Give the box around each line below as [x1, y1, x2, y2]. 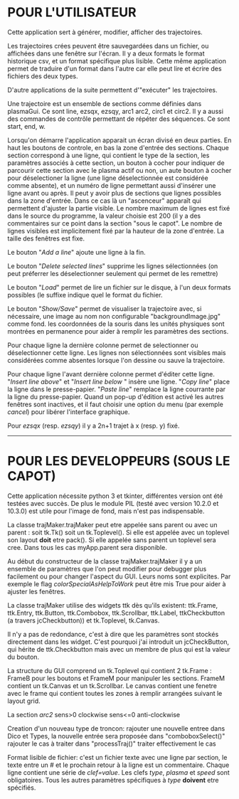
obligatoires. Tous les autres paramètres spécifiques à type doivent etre [7, 776, 219, 784]
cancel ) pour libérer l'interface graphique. [7, 407, 130, 416]
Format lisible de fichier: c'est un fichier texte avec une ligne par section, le [7, 753, 228, 761]
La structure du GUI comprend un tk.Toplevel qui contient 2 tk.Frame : [7, 666, 212, 674]
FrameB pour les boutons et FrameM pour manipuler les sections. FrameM [7, 674, 225, 682]
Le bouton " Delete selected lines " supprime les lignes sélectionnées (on [7, 261, 218, 270]
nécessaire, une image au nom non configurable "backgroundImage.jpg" [7, 312, 221, 320]
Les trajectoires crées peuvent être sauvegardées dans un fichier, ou [7, 41, 209, 50]
